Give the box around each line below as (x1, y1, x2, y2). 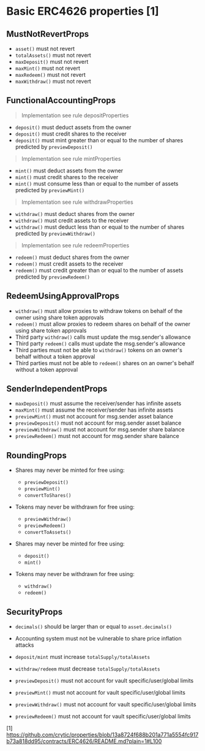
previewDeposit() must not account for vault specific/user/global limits (15, 677, 194, 685)
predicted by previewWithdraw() (15, 229, 96, 237)
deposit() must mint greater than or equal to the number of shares (15, 136, 184, 144)
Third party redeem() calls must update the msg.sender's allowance (15, 339, 185, 347)
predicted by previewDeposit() (15, 143, 93, 150)
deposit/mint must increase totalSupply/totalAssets (15, 653, 151, 661)
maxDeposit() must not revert (15, 58, 89, 65)
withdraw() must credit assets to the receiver (15, 217, 129, 224)
